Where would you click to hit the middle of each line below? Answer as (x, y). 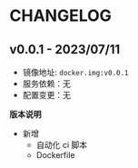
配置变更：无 (46, 95)
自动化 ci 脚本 (62, 145)
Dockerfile (55, 155)
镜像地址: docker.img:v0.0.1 (75, 72)
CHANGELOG (60, 16)
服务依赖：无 (46, 84)
